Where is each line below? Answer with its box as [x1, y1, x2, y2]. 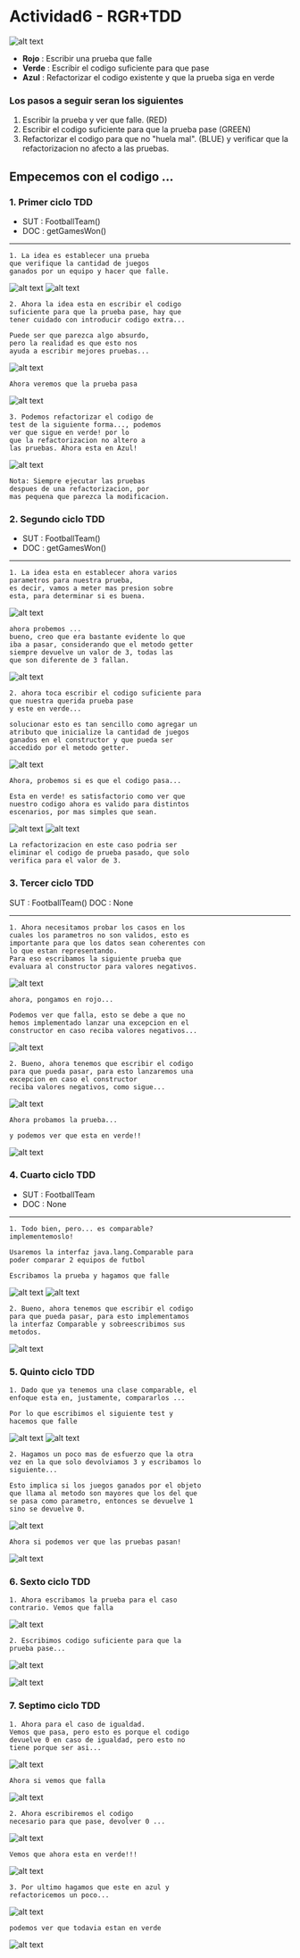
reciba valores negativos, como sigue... [9, 1082, 166, 1091]
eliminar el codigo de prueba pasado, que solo [9, 848, 190, 858]
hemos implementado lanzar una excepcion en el [9, 1018, 190, 1028]
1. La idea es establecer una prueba [9, 251, 150, 260]
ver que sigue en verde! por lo [9, 428, 129, 437]
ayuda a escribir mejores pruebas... [9, 346, 150, 355]
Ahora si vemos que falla [9, 1776, 105, 1785]
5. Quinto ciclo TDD [9, 1365, 96, 1378]
